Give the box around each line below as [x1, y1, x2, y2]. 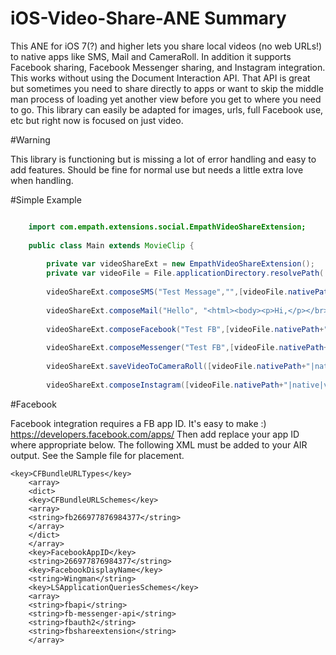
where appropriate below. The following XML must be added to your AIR [10, 438, 308, 451]
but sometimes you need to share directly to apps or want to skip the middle [10, 82, 324, 94]
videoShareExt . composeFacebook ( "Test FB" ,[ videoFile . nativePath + [46, 324, 325, 334]
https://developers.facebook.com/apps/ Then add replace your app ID [10, 428, 300, 440]
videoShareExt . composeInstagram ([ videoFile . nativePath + [46, 380, 284, 390]
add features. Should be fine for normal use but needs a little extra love [10, 163, 304, 176]
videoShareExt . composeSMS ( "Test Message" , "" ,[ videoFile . [46, 287, 288, 297]
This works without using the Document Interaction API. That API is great [10, 72, 311, 84]
